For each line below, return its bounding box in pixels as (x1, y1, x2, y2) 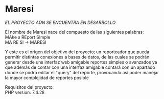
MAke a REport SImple (5, 34, 50, 40)
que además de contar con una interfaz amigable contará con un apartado (5, 64, 156, 70)
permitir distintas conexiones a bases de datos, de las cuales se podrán (5, 54, 150, 59)
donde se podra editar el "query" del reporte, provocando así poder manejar (5, 69, 159, 75)
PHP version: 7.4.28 (5, 89, 45, 95)
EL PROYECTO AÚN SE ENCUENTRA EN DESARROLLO (5, 20, 116, 25)
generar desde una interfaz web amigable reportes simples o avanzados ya (5, 59, 158, 65)
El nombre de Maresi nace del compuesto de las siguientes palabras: (5, 29, 144, 35)
